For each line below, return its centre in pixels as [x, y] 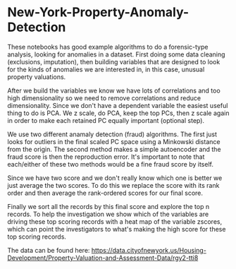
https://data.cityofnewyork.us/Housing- [149, 250]
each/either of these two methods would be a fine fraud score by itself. [110, 164]
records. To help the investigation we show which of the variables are [108, 214]
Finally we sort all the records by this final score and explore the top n [108, 206]
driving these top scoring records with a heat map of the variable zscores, [115, 221]
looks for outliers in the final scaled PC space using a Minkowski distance [114, 141]
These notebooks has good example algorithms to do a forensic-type [108, 47]
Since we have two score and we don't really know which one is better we [115, 178]
